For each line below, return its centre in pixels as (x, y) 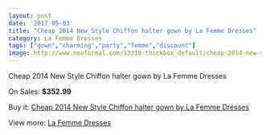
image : (19, 53)
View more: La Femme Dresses (60, 123)
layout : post (30, 16)
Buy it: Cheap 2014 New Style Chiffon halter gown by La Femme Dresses (129, 107)
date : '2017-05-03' (41, 23)
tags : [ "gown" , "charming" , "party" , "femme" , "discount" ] (102, 46)
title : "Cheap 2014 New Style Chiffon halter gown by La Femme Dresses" (133, 31)
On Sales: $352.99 (40, 92)
